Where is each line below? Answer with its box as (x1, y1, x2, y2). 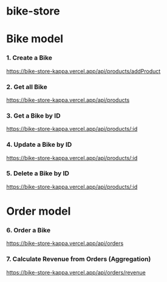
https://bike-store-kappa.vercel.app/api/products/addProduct (6, 67, 161, 75)
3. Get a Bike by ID (6, 111, 61, 119)
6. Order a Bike (6, 226, 50, 234)
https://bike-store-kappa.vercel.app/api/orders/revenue (6, 269, 146, 276)
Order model (6, 204, 71, 218)
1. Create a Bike (6, 53, 53, 62)
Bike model (6, 32, 64, 46)
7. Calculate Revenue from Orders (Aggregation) (6, 255, 151, 263)
